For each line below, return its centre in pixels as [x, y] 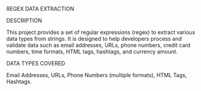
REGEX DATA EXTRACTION [40, 9]
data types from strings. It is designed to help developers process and [94, 39]
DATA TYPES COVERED [36, 63]
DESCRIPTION [24, 20]
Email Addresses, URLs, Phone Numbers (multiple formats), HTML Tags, [97, 75]
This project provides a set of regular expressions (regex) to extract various [101, 32]
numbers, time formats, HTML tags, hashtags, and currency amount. [92, 52]
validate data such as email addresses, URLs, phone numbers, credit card [98, 45]
